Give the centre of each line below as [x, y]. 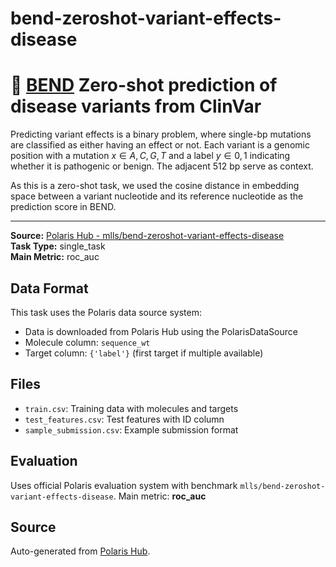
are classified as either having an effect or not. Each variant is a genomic [160, 145]
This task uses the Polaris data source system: [106, 312]
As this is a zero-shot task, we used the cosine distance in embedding [155, 186]
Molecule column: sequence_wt [87, 342]
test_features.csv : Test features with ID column [124, 419]
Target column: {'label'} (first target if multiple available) [144, 353]
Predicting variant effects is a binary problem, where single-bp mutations [161, 134]
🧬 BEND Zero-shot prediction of [144, 85]
